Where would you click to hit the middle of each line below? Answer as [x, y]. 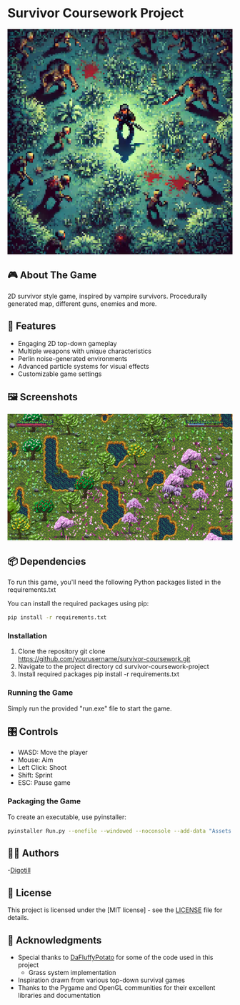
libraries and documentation [59, 995]
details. [18, 918]
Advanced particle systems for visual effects [84, 366]
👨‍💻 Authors [33, 853]
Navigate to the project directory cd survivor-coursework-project [113, 667]
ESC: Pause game [44, 783]
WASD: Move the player [52, 753]
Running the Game [40, 693]
